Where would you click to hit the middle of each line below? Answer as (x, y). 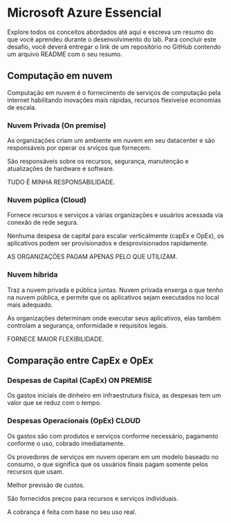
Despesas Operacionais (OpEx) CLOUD (74, 421)
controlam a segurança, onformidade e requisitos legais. (87, 325)
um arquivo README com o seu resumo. (65, 54)
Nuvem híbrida (33, 275)
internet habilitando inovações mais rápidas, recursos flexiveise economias (114, 100)
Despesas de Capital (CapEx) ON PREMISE (80, 380)
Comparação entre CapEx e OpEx (80, 361)
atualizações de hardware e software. (61, 169)
